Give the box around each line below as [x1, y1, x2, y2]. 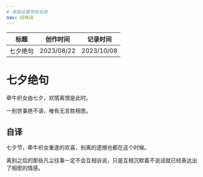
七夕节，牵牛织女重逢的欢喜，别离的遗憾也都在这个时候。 [6, 144, 150, 152]
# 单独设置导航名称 [6, 8, 48, 15]
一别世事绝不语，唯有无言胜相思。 [6, 107, 92, 115]
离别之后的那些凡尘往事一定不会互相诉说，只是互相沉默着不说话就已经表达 [6, 157, 192, 164]
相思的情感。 [11, 164, 44, 172]
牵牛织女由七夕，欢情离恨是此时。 [6, 95, 92, 102]
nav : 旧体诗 [6, 15, 34, 21]
